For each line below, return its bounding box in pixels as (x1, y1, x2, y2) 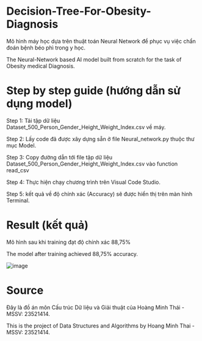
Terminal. (6, 197, 30, 204)
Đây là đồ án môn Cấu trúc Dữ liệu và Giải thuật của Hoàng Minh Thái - (6, 304, 185, 311)
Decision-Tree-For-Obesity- (6, 4, 151, 18)
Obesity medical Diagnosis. (6, 62, 75, 70)
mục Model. (6, 142, 37, 149)
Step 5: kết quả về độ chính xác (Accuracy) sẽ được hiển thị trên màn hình (6, 190, 193, 197)
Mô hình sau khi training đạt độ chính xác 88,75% (6, 238, 131, 246)
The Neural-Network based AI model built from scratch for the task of (6, 56, 182, 63)
